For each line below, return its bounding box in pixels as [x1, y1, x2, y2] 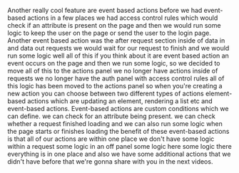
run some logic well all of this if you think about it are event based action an [7, 51, 230, 60]
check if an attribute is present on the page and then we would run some [7, 21, 221, 29]
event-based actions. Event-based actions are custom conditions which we [7, 105, 229, 112]
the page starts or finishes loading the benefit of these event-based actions [7, 127, 230, 135]
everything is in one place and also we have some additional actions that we [7, 150, 231, 158]
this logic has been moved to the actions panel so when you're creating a [7, 82, 223, 90]
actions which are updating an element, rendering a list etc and [27, 97, 213, 105]
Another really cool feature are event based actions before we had [7, 6, 203, 14]
